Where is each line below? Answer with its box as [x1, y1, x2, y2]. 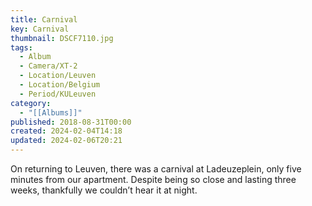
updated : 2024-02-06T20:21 [10, 136, 123, 146]
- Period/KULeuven [19, 89, 97, 99]
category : [10, 98, 52, 108]
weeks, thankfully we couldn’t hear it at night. [10, 184, 198, 196]
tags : [10, 42, 33, 53]
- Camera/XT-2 [19, 61, 78, 71]
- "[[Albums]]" [19, 107, 83, 118]
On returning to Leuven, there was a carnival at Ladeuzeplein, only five [10, 163, 302, 175]
